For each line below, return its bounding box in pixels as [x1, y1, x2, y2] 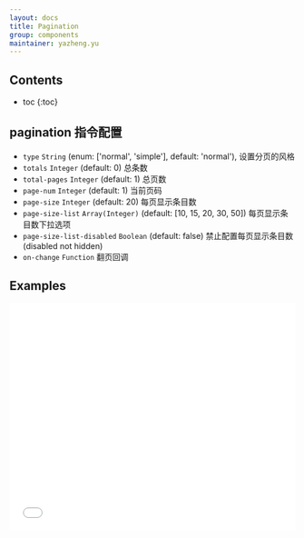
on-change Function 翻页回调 [22, 251, 129, 262]
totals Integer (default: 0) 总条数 [22, 162, 148, 173]
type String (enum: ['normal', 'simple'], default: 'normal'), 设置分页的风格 [22, 151, 295, 162]
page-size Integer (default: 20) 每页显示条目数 [22, 196, 197, 207]
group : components [9, 30, 79, 39]
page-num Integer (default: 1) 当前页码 [22, 184, 162, 195]
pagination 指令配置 [9, 125, 123, 141]
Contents [9, 72, 64, 87]
